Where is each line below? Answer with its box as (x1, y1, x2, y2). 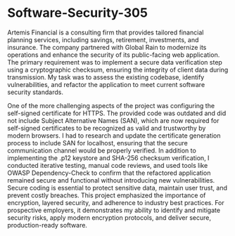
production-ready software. (7, 221, 88, 229)
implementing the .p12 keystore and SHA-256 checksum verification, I (7, 153, 210, 162)
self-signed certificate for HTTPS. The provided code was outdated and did (7, 109, 227, 117)
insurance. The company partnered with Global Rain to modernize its (7, 43, 207, 51)
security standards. (7, 88, 63, 96)
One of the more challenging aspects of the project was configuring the (7, 101, 215, 110)
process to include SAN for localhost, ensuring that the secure (7, 138, 188, 147)
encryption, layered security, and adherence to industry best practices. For (7, 198, 225, 206)
